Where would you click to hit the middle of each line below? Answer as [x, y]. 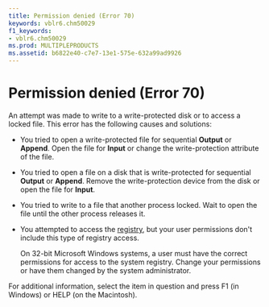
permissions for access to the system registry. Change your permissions [140, 262]
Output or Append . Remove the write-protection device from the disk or [140, 180]
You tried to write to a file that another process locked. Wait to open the [139, 205]
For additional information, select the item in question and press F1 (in [124, 286]
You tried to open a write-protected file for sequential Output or [126, 139]
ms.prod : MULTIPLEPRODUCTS [54, 46]
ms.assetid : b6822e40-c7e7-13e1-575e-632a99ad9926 [95, 53]
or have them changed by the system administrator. [106, 270]
